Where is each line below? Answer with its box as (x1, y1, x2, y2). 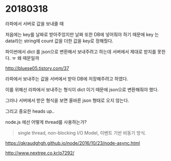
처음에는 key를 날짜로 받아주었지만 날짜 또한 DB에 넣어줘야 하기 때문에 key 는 (5, 31, 159, 37)
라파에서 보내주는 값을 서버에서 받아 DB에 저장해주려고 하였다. (5, 75, 128, 82)
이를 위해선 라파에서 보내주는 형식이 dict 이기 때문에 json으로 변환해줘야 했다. (5, 86, 159, 92)
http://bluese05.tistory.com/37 (5, 65, 70, 71)
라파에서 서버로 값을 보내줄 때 (5, 20, 64, 26)
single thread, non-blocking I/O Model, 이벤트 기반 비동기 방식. (17, 129, 147, 136)
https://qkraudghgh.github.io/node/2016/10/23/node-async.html (5, 140, 140, 146)
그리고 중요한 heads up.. (5, 108, 55, 114)
